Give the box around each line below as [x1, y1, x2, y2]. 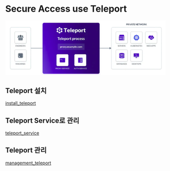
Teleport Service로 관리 [5, 116, 80, 125]
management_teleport [5, 160, 51, 166]
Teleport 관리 [5, 146, 47, 155]
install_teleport [5, 100, 36, 106]
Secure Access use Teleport [5, 3, 127, 15]
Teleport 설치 [5, 86, 47, 95]
